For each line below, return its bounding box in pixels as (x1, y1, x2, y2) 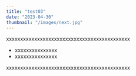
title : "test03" (6, 8, 46, 15)
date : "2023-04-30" (6, 14, 54, 20)
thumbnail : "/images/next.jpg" (6, 19, 83, 25)
